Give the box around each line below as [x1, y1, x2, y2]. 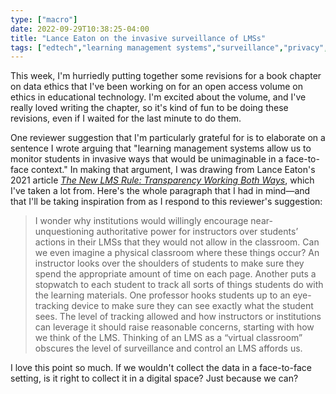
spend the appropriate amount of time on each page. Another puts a [34, 268, 317, 280]
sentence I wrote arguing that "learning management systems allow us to [10, 142, 312, 155]
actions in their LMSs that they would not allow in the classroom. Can [34, 236, 320, 248]
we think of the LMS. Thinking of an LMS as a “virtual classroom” [34, 332, 303, 344]
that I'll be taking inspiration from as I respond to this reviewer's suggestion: [10, 196, 323, 208]
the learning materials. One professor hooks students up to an [34, 289, 291, 301]
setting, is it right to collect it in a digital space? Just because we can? [10, 372, 299, 385]
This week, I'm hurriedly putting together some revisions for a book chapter [10, 70, 322, 82]
